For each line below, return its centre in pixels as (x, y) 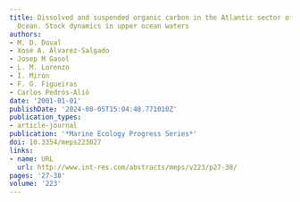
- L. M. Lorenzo (39, 68)
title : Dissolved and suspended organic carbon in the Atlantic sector (145, 17)
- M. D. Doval (36, 42)
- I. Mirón (29, 76)
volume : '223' (36, 184)
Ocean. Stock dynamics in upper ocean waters (104, 26)
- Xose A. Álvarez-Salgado (59, 51)
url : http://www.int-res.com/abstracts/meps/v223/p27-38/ (128, 167)
